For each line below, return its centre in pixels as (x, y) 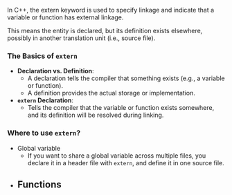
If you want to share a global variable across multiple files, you (117, 156)
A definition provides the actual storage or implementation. (111, 93)
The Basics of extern (42, 56)
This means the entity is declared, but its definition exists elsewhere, (105, 31)
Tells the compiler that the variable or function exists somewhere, (121, 108)
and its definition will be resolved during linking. (96, 115)
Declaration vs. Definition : (56, 71)
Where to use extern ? (44, 133)
